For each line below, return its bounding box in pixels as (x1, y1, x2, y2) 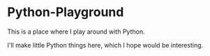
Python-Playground (7, 4, 124, 20)
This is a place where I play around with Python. (7, 27, 145, 36)
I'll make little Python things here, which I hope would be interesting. (7, 41, 204, 49)
